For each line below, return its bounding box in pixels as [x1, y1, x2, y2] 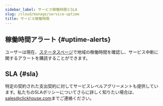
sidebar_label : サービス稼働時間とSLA [5, 7, 77, 12]
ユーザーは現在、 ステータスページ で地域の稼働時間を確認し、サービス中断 [5, 49, 155, 55]
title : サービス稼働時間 [5, 16, 50, 21]
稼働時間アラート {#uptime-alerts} [5, 35, 111, 44]
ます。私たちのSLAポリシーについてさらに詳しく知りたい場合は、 [5, 89, 137, 95]
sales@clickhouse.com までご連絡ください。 [5, 95, 94, 101]
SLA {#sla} [5, 70, 39, 78]
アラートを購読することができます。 [18, 55, 90, 61]
